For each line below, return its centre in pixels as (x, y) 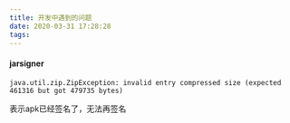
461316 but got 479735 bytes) (67, 90)
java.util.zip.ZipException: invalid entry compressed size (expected (145, 82)
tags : (19, 34)
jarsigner (27, 63)
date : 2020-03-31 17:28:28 (60, 26)
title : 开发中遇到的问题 (51, 18)
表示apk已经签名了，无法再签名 (68, 109)
